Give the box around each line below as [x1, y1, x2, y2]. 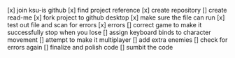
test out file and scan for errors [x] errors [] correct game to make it [7, 21, 202, 29]
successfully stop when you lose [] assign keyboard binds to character [7, 28, 211, 36]
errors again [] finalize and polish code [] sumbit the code [7, 43, 173, 51]
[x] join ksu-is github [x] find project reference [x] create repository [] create [7, 6, 227, 14]
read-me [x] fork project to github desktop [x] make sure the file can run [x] [7, 13, 225, 22]
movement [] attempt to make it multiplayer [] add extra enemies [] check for [7, 36, 228, 44]
